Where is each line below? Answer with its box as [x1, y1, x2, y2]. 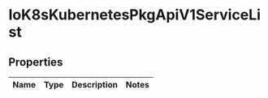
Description [71, 79, 118, 90]
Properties [8, 55, 63, 69]
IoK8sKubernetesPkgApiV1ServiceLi [8, 6, 262, 24]
